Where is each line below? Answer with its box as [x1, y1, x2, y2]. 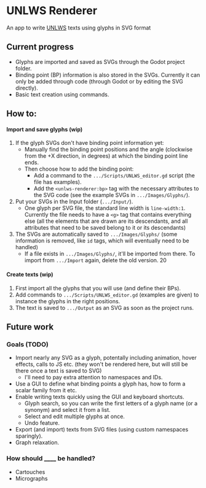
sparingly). [15, 432, 43, 440]
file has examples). [33, 179, 82, 186]
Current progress [6, 42, 74, 52]
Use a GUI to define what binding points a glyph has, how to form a [15, 380, 186, 387]
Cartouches [15, 468, 46, 476]
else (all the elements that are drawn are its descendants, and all [24, 217, 188, 225]
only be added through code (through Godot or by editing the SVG [15, 77, 183, 85]
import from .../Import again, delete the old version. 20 [24, 257, 167, 264]
